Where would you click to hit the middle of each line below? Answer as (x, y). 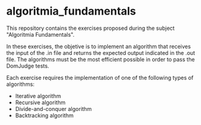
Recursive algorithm (40, 102)
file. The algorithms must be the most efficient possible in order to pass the (100, 59)
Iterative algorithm (38, 96)
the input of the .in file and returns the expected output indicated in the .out (101, 52)
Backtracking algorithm (44, 115)
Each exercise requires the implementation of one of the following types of (100, 77)
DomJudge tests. (28, 66)
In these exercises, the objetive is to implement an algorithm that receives (99, 46)
